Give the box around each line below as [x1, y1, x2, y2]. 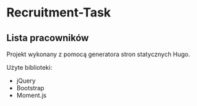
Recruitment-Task [6, 5, 111, 21]
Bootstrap [16, 84, 45, 92]
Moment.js [16, 91, 47, 99]
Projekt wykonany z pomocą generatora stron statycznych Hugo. [6, 50, 190, 58]
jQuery [16, 77, 36, 85]
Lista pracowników [6, 32, 89, 44]
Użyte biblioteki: [6, 64, 53, 71]
